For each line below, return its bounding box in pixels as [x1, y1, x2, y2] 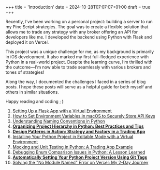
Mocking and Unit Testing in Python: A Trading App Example [12, 144, 133, 150]
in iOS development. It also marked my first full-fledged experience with [5, 54, 149, 60]
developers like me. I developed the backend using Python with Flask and [5, 34, 152, 40]
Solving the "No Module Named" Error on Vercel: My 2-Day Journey [12, 160, 149, 165]
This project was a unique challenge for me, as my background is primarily [5, 49, 154, 54]
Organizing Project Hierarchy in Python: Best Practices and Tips [12, 123, 144, 129]
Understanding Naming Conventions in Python [12, 119, 105, 124]
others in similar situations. [5, 89, 59, 95]
